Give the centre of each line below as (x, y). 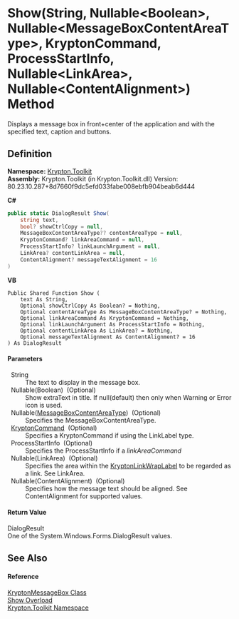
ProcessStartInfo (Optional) (52, 443)
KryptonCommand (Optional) (54, 428)
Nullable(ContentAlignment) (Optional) (68, 480)
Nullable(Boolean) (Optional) (53, 390)
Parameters (25, 359)
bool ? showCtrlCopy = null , (62, 226)
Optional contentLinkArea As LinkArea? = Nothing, (97, 331)
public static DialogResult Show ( (59, 213)
